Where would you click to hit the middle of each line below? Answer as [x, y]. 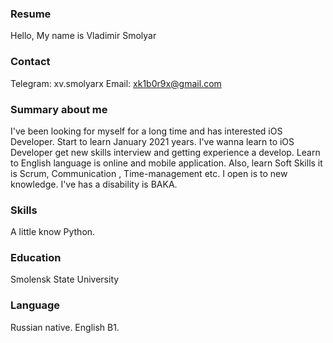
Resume [31, 14]
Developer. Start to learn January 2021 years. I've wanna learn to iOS [152, 141]
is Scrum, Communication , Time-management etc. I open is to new [149, 173]
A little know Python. [53, 232]
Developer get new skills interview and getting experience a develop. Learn [165, 152]
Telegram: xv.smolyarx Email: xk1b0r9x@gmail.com [116, 83]
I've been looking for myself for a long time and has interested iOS [146, 131]
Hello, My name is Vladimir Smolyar [83, 36]
